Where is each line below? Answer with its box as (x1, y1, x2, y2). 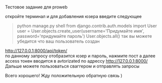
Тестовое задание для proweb (5, 4, 68, 10)
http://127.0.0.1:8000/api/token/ (5, 48, 68, 53)
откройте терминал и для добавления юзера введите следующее (5, 14, 142, 19)
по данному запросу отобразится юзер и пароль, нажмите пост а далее (5, 53, 156, 59)
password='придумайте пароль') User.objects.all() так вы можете (17, 33, 152, 39)
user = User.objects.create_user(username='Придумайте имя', (17, 28, 144, 33)
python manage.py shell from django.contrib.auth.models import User (17, 23, 157, 29)
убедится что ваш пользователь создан (17, 38, 100, 44)
